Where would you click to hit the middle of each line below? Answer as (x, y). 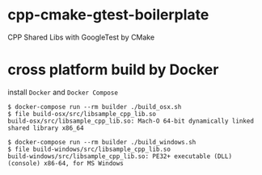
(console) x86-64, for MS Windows (66, 163)
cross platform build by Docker (113, 70)
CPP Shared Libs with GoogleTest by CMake (81, 37)
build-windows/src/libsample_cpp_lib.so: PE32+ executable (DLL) (120, 156)
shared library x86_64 (46, 128)
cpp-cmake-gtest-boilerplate (108, 15)
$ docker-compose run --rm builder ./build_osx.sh (95, 106)
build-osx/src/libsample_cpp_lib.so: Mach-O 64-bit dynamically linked (131, 121)
